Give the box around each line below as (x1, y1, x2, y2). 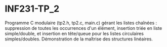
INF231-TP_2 (5, 3, 60, 15)
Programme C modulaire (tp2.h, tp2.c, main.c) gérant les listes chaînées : (5, 20, 157, 26)
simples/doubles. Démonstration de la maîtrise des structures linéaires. (5, 36, 153, 42)
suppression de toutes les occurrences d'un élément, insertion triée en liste (5, 25, 162, 31)
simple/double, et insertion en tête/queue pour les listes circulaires (5, 30, 144, 36)
